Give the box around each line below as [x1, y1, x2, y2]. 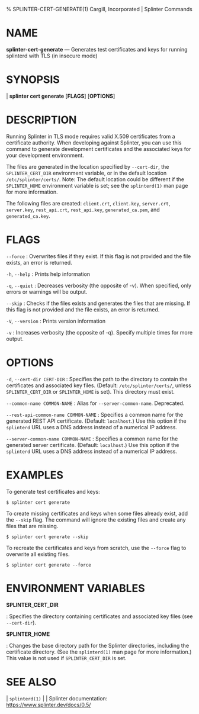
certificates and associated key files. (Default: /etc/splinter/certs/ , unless [6, 382, 191, 389]
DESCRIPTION [6, 113, 77, 127]
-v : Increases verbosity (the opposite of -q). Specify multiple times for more [6, 329, 193, 336]
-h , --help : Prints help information [6, 270, 91, 278]
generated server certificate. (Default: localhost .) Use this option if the [6, 441, 179, 448]
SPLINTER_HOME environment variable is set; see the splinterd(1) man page [6, 182, 188, 189]
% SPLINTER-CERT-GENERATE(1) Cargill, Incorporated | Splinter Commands [6, 6, 192, 12]
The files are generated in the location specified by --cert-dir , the [6, 163, 169, 170]
